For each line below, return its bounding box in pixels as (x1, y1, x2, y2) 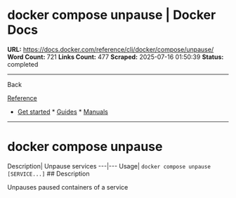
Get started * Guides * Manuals (17, 107, 109, 116)
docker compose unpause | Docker (7, 7, 216, 23)
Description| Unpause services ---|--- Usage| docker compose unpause (7, 161, 211, 170)
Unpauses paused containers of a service (7, 183, 129, 191)
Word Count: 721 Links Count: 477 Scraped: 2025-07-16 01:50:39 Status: (7, 53, 224, 61)
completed (7, 60, 39, 68)
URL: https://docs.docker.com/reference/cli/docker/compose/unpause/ (7, 45, 214, 53)
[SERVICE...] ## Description (7, 169, 90, 178)
